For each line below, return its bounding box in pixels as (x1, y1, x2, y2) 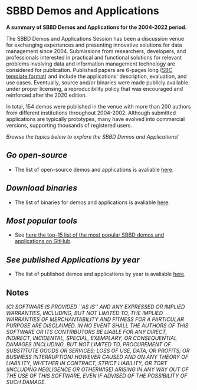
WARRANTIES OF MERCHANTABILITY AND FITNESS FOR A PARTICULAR (6, 316, 185, 323)
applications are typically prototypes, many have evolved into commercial (6, 115, 185, 122)
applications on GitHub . (14, 238, 72, 245)
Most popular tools (6, 215, 78, 225)
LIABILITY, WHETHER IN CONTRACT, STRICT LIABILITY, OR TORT (6, 360, 168, 366)
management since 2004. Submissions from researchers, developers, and (6, 47, 186, 54)
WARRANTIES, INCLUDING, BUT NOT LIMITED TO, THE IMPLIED (6, 310, 163, 316)
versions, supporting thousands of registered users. (6, 122, 133, 129)
